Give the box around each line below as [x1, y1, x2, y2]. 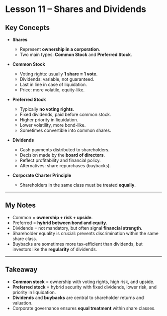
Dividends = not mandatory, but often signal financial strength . [12, 225, 143, 231]
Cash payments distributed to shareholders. [19, 147, 110, 153]
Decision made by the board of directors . [19, 152, 105, 158]
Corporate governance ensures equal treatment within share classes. [12, 305, 156, 311]
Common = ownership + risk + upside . [12, 214, 93, 220]
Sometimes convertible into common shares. [19, 127, 111, 133]
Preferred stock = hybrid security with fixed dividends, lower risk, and [12, 284, 157, 290]
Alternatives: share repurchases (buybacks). [19, 163, 111, 168]
